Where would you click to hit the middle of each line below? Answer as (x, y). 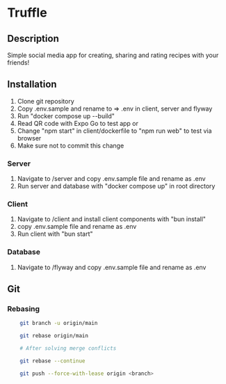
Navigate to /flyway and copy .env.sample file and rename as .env (112, 267)
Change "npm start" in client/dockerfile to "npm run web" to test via (114, 131)
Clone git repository (46, 101)
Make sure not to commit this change (71, 145)
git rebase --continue (53, 361)
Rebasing (24, 309)
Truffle (27, 13)
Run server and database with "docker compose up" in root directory (116, 186)
